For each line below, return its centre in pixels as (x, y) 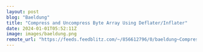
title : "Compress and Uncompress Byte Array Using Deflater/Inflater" (97, 23)
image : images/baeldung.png (42, 34)
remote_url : (21, 39)
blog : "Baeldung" (28, 17)
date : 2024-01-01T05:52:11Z (42, 28)
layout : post (23, 12)
